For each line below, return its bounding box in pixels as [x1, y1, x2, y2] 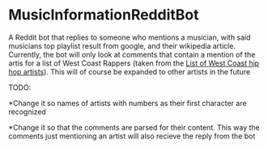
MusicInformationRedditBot [8, 6, 200, 24]
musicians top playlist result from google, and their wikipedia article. [8, 40, 236, 50]
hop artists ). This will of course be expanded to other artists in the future [8, 66, 251, 76]
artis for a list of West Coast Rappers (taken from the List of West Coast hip [8, 58, 260, 68]
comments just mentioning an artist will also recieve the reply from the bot [8, 131, 256, 141]
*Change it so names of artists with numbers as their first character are [8, 98, 247, 108]
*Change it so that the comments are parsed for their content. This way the [8, 122, 261, 132]
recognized [8, 107, 47, 117]
